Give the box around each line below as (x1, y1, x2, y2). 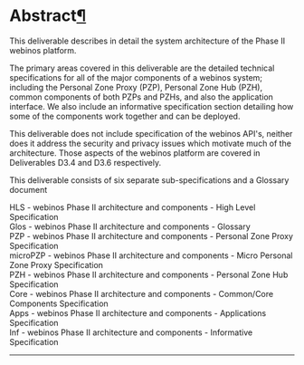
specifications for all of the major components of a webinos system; (9, 72, 263, 82)
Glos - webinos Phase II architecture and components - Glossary (9, 221, 251, 232)
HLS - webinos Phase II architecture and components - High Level (9, 201, 256, 213)
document (9, 184, 48, 195)
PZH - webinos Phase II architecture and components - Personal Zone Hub (9, 269, 289, 280)
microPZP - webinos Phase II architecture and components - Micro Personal (9, 250, 293, 261)
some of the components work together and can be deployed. (9, 110, 241, 121)
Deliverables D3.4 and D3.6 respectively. (9, 157, 162, 168)
